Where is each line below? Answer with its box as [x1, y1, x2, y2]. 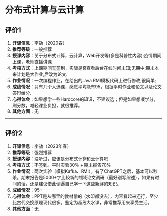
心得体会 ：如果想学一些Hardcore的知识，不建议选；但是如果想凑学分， [12, 96, 158, 102]
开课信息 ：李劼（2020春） [12, 40, 67, 46]
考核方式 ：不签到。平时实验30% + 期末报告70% [12, 162, 111, 168]
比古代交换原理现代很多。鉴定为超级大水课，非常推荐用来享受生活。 [12, 199, 152, 205]
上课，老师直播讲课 [12, 59, 52, 65]
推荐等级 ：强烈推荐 [12, 149, 52, 155]
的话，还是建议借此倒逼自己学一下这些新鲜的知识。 [16, 180, 122, 187]
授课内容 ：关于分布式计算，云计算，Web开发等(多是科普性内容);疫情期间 [12, 53, 162, 58]
